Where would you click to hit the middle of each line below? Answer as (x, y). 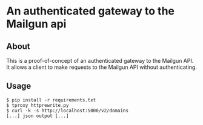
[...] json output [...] (38, 116)
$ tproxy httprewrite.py (38, 105)
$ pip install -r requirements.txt (51, 100)
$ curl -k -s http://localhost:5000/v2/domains (68, 111)
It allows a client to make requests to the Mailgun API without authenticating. (101, 67)
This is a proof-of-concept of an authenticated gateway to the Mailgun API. (100, 61)
